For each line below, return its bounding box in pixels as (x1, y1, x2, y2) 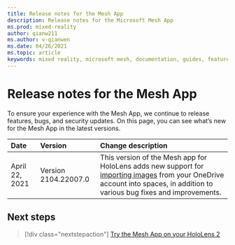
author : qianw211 (7, 29, 58, 37)
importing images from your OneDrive (100, 169, 225, 179)
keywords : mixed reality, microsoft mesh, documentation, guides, (7, 56, 205, 63)
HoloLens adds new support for (100, 161, 204, 171)
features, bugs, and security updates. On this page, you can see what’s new (7, 116, 226, 125)
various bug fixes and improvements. (100, 187, 222, 197)
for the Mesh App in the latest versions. (7, 124, 121, 132)
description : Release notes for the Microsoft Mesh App (7, 17, 173, 24)
